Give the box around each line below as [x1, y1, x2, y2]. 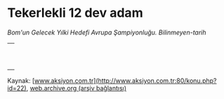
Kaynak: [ [7, 76, 35, 85]
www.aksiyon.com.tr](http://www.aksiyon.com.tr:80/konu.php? [34, 76, 217, 85]
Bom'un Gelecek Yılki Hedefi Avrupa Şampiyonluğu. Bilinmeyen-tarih [7, 28, 206, 37]
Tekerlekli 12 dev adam [7, 5, 143, 21]
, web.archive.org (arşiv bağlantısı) [26, 84, 127, 92]
